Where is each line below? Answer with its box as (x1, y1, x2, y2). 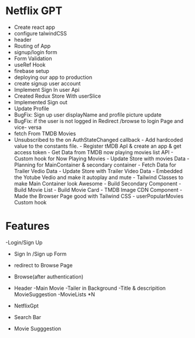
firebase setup (14, 67, 49, 74)
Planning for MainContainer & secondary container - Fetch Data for (14, 161, 177, 168)
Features (5, 220, 50, 233)
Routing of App (14, 42, 51, 49)
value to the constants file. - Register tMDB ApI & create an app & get (14, 143, 181, 150)
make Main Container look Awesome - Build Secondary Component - (14, 180, 181, 187)
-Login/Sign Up (5, 238, 43, 246)
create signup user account (14, 79, 81, 87)
